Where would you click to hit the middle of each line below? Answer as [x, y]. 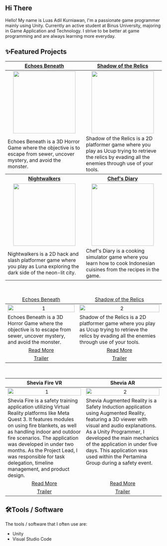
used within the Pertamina [117, 456]
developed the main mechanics [123, 438]
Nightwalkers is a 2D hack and [43, 254]
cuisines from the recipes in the [123, 270]
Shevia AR [123, 383]
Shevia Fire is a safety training [43, 401]
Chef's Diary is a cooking [116, 251]
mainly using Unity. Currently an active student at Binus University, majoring [83, 25]
